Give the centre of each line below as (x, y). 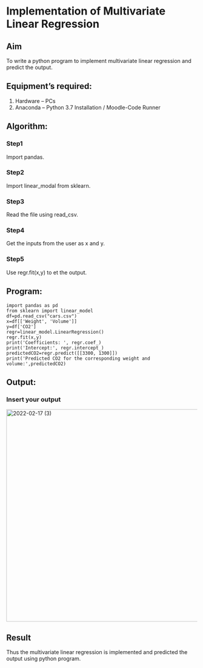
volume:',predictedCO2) (36, 364)
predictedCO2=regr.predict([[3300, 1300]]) (62, 353)
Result (19, 637)
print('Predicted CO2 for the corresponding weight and (78, 359)
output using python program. (44, 659)
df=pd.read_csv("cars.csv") (42, 316)
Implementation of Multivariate (86, 11)
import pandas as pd (32, 305)
